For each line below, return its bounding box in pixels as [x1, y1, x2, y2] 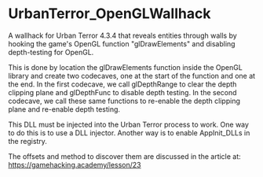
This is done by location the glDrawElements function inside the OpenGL [8, 62, 243, 72]
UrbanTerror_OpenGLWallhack [8, 5, 211, 23]
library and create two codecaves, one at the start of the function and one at [8, 71, 256, 80]
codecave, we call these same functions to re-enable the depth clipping [8, 96, 241, 105]
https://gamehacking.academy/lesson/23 [8, 160, 141, 169]
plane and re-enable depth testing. [8, 104, 120, 114]
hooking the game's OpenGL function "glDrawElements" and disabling [8, 39, 236, 48]
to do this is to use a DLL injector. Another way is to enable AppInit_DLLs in [8, 127, 250, 138]
